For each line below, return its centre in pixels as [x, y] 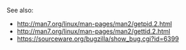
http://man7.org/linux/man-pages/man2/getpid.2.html [94, 24]
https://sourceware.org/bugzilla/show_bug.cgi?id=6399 [98, 39]
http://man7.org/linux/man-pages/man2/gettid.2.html [93, 31]
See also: [20, 10]
